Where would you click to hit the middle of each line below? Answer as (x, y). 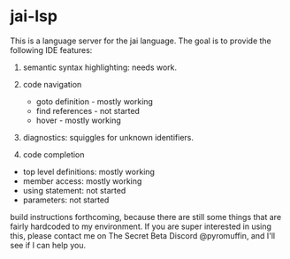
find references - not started (88, 110)
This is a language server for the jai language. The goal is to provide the (141, 41)
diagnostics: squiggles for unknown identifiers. (108, 137)
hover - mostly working (79, 120)
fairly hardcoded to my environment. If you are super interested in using (141, 226)
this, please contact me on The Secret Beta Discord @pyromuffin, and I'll (143, 235)
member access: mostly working (82, 181)
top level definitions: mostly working (89, 171)
